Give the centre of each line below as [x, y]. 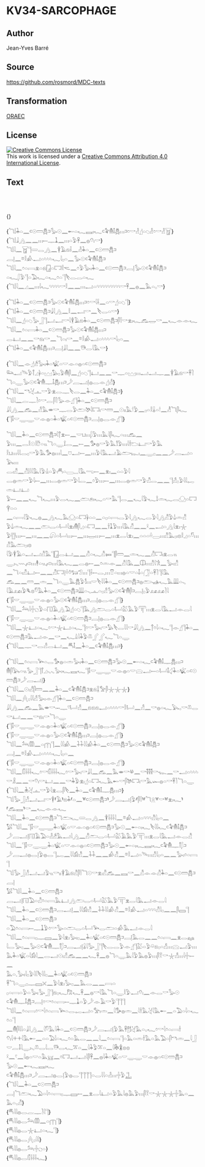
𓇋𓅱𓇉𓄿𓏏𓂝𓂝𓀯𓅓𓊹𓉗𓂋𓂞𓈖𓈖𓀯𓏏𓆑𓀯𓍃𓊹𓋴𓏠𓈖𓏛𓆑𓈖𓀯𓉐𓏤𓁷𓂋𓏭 [92, 554]
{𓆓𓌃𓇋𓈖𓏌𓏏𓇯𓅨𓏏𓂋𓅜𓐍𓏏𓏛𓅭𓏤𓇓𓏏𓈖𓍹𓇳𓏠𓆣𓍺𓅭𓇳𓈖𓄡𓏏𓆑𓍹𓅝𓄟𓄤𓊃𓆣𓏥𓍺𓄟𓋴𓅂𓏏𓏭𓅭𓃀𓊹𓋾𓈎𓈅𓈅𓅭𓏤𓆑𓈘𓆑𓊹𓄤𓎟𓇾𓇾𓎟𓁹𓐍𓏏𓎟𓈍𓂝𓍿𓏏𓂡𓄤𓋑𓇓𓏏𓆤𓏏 [95, 662]
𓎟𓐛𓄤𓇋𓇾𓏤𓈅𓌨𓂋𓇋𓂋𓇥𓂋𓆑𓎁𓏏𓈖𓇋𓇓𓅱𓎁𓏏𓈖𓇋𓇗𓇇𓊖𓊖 [68, 1048]
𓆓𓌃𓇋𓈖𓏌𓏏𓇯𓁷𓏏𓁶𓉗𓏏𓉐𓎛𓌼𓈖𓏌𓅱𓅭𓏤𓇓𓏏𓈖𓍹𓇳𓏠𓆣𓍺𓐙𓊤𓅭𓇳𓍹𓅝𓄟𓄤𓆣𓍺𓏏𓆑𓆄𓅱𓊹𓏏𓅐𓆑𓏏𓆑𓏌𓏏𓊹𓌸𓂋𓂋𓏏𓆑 [87, 268]
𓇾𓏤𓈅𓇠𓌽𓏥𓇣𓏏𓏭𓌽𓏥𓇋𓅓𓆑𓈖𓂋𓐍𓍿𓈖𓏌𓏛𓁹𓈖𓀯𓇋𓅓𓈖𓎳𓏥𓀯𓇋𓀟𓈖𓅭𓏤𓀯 [92, 564]
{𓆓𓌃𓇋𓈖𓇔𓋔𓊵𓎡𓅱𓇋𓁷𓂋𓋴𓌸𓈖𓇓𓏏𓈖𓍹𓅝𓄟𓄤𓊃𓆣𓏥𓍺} [65, 790]
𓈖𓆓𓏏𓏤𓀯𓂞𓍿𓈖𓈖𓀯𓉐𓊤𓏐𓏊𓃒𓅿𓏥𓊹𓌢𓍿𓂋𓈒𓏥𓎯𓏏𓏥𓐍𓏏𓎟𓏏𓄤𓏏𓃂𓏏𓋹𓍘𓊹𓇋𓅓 [88, 573]
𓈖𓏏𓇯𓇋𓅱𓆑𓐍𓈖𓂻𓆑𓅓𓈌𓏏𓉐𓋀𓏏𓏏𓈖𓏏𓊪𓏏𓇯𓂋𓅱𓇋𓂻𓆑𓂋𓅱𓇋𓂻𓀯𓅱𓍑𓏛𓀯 [96, 518]
